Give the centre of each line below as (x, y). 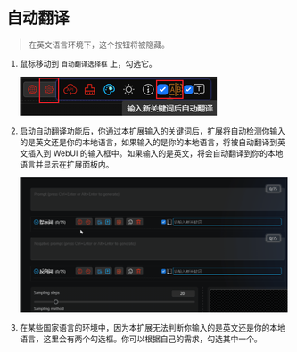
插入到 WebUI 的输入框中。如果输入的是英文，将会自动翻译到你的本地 (155, 153)
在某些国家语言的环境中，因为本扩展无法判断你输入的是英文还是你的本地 (152, 328)
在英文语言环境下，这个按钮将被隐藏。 (99, 45)
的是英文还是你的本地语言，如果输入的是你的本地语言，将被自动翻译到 (148, 142)
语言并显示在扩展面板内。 (66, 164)
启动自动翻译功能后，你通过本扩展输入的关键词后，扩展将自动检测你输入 (152, 131)
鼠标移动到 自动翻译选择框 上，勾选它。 (88, 63)
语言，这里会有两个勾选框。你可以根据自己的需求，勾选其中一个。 (140, 339)
